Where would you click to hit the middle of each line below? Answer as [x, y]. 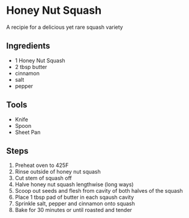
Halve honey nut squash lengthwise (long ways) [74, 184]
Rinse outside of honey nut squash [58, 172]
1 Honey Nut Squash [40, 60]
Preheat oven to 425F [42, 165]
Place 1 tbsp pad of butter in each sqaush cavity [74, 197]
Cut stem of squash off [43, 178]
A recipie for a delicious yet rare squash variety [64, 27]
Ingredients [28, 46]
